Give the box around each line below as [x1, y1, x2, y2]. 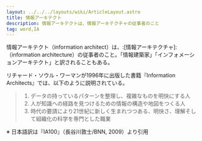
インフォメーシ [157, 51, 195, 59]
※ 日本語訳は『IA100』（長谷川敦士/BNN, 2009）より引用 [6, 128, 149, 136]
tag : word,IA [6, 26, 40, 32]
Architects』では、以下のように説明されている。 [6, 79, 128, 87]
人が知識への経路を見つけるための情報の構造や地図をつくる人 [30, 100, 186, 107]
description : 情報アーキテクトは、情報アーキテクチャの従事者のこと [6, 20, 160, 26]
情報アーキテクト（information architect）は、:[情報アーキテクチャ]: [6, 43, 178, 51]
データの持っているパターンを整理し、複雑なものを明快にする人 [30, 92, 191, 99]
